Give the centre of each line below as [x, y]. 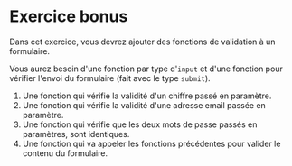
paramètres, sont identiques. [76, 134]
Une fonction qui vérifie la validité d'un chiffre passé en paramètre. [147, 96]
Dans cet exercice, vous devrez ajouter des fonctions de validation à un [142, 41]
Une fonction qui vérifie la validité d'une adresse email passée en [144, 105]
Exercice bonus [69, 17]
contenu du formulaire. [65, 153]
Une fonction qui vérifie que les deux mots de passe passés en [140, 124]
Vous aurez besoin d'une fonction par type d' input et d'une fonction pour [146, 69]
